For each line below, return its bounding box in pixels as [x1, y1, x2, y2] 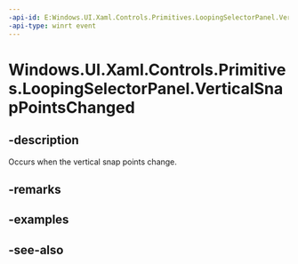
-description [8, 132, 79, 148]
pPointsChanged [8, 97, 135, 117]
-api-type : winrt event [8, 21, 97, 30]
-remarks [8, 181, 61, 196]
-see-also [8, 242, 64, 258]
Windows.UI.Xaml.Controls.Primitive [8, 60, 286, 80]
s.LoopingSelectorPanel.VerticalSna [8, 78, 284, 99]
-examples [8, 212, 69, 228]
